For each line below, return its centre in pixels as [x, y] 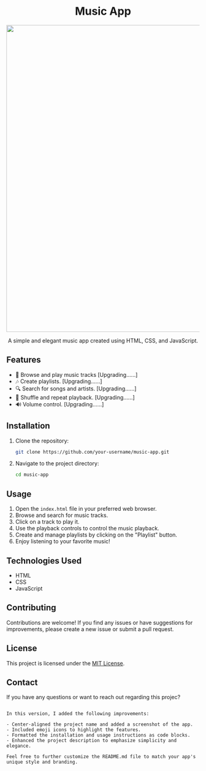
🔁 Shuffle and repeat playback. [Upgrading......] [75, 397]
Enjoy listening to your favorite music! [63, 541]
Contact [22, 682]
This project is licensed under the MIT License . [66, 663]
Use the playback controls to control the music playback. [87, 529]
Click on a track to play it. [47, 522]
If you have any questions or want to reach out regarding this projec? [93, 697]
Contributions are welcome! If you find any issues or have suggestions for [100, 622]
